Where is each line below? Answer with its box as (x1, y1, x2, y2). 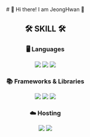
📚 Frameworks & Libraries (6, 77, 85, 86)
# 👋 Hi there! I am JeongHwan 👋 (5, 6, 85, 13)
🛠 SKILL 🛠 (24, 24, 66, 34)
